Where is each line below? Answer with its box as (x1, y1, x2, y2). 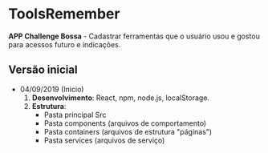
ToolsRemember (8, 5, 120, 23)
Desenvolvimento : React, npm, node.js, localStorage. (31, 93, 210, 103)
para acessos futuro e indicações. (8, 39, 121, 49)
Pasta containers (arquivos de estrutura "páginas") (43, 127, 213, 136)
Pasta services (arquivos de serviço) (43, 135, 165, 145)
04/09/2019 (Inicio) (19, 84, 84, 94)
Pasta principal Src (43, 110, 107, 119)
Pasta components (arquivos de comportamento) (43, 118, 207, 128)
